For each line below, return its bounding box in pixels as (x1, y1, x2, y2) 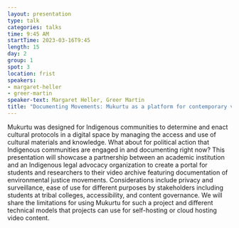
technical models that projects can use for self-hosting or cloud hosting (7, 206, 217, 214)
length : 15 (7, 43, 40, 51)
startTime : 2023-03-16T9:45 (7, 37, 91, 44)
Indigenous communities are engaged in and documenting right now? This (7, 145, 225, 154)
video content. (7, 213, 50, 222)
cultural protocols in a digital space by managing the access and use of (7, 130, 217, 139)
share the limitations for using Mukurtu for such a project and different (7, 198, 213, 207)
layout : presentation (7, 10, 72, 18)
